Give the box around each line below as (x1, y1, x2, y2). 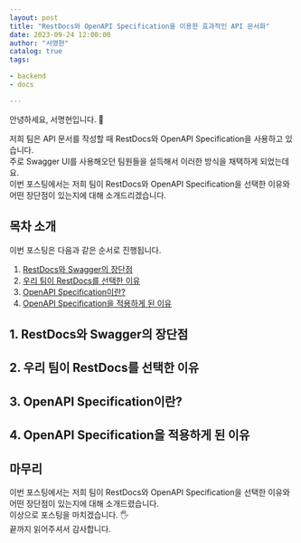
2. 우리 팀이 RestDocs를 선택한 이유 (9, 360, 200, 376)
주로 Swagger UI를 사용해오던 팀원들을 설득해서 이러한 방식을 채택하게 (9, 156, 259, 167)
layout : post (9, 13, 59, 23)
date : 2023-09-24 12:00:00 (9, 30, 111, 39)
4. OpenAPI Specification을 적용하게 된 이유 (9, 427, 250, 443)
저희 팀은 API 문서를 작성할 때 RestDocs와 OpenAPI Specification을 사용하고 (9, 133, 283, 144)
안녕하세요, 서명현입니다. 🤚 (9, 114, 104, 125)
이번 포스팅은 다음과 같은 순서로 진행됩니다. (9, 244, 162, 255)
